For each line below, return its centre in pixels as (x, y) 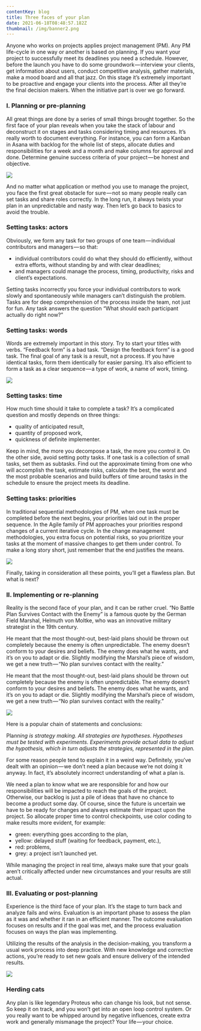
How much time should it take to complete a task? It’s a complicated (90, 409)
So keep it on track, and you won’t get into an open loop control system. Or (99, 1009)
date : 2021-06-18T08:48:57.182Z (46, 23)
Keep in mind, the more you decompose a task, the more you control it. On (98, 451)
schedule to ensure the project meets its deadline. (68, 483)
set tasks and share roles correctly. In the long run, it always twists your (95, 199)
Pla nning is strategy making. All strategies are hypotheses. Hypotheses (94, 736)
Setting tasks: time (34, 395)
